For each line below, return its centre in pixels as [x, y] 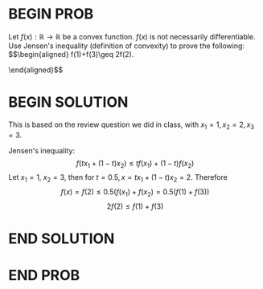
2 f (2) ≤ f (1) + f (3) [135, 206]
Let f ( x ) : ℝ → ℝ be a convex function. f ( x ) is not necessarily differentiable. [132, 36]
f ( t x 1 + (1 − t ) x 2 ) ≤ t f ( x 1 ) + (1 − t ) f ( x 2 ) [135, 164]
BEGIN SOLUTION [68, 102]
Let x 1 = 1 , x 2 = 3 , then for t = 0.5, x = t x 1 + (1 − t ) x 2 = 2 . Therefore [118, 179]
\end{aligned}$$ [36, 70]
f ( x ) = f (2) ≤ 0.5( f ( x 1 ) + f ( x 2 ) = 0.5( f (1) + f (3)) [135, 193]
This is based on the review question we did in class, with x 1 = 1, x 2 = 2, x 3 [131, 125]
